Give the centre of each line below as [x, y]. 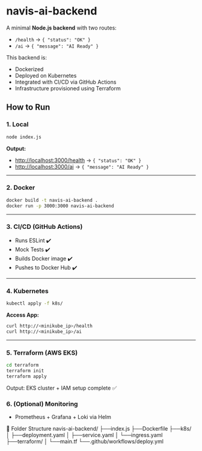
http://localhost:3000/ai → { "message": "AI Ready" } [82, 166]
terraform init [25, 371]
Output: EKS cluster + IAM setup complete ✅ [62, 388]
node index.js [24, 137]
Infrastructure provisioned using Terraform [68, 88]
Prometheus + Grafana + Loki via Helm [63, 417]
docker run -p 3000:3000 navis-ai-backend [60, 206]
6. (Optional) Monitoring [42, 403]
